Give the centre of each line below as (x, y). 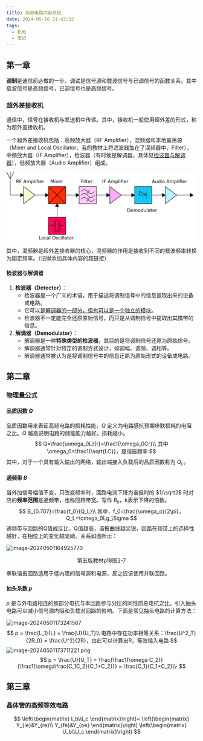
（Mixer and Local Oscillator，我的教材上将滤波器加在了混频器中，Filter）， (99, 147)
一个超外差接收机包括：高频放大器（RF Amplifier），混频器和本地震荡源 (94, 140)
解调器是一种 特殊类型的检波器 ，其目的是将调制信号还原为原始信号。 (109, 341)
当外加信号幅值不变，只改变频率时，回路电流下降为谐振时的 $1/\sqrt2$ (94, 492)
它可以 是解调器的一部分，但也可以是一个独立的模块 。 (90, 311)
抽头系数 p (19, 588)
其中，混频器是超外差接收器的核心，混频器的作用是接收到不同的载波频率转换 (101, 250)
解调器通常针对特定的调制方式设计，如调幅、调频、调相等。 (98, 348)
